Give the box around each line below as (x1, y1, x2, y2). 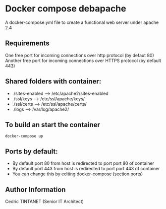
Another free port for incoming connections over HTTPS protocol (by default (5, 58, 162, 64)
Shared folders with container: (5, 77, 102, 86)
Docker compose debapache (5, 3, 126, 14)
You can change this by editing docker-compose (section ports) (12, 171, 143, 177)
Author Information (5, 185, 66, 194)
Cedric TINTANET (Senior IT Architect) (5, 199, 84, 204)
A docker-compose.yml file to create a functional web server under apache (5, 19, 159, 25)
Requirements (5, 39, 50, 48)
